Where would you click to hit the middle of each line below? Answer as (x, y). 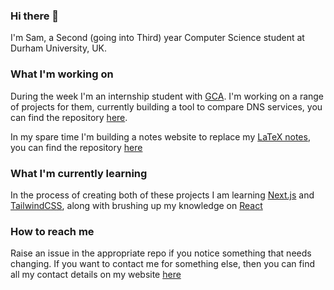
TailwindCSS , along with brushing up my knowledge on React (136, 205)
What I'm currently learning (79, 173)
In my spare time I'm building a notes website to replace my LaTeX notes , (160, 136)
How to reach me (52, 231)
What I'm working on (62, 74)
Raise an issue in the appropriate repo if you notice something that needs (161, 253)
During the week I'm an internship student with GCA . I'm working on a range (167, 96)
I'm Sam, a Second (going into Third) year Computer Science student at (157, 38)
